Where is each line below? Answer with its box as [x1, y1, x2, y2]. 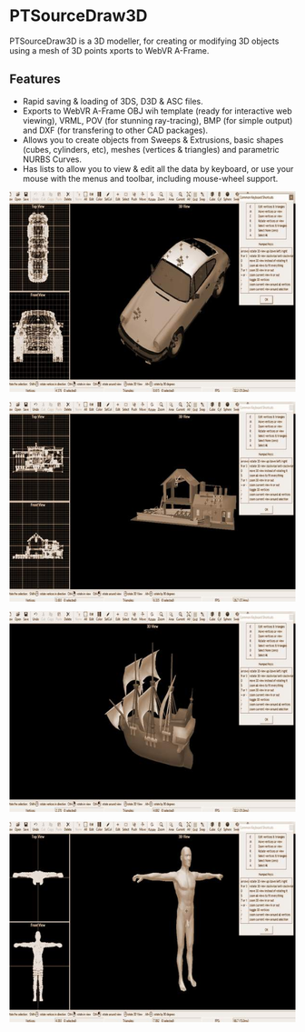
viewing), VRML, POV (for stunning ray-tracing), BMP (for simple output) [22, 115, 293, 125]
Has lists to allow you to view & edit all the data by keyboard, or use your [22, 163, 294, 174]
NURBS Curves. [22, 154, 83, 165]
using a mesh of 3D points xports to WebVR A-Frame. [9, 45, 210, 55]
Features [9, 72, 61, 87]
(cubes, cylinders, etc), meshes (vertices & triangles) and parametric [22, 144, 280, 155]
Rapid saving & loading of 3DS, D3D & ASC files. [22, 95, 203, 106]
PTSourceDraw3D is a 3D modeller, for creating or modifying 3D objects [9, 35, 280, 46]
